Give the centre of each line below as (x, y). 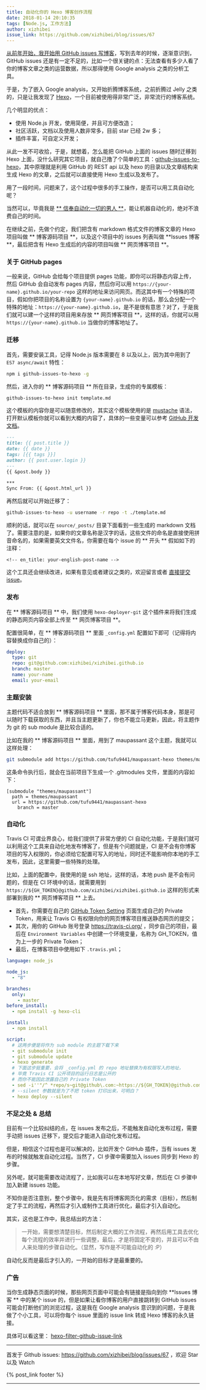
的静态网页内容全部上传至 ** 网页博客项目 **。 (65, 619)
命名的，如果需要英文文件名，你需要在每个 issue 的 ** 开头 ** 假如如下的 (103, 541)
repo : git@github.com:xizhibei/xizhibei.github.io (78, 663)
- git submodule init (40, 1051)
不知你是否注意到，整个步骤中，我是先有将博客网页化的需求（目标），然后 (99, 1198)
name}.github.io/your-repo (41, 293)
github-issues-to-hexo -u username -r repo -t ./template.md (86, 513)
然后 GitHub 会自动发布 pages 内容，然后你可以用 (69, 284)
